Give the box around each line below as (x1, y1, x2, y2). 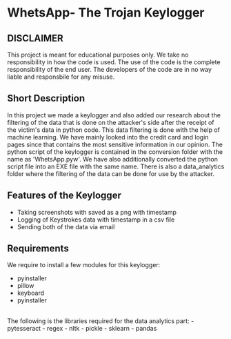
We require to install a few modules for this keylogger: (7, 261, 161, 269)
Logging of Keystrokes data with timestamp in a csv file (17, 215, 175, 224)
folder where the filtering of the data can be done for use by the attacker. (7, 169, 215, 177)
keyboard (17, 289, 45, 298)
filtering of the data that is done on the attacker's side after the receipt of (7, 118, 215, 126)
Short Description (7, 93, 86, 104)
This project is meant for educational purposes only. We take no (7, 50, 189, 59)
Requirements (7, 243, 69, 255)
